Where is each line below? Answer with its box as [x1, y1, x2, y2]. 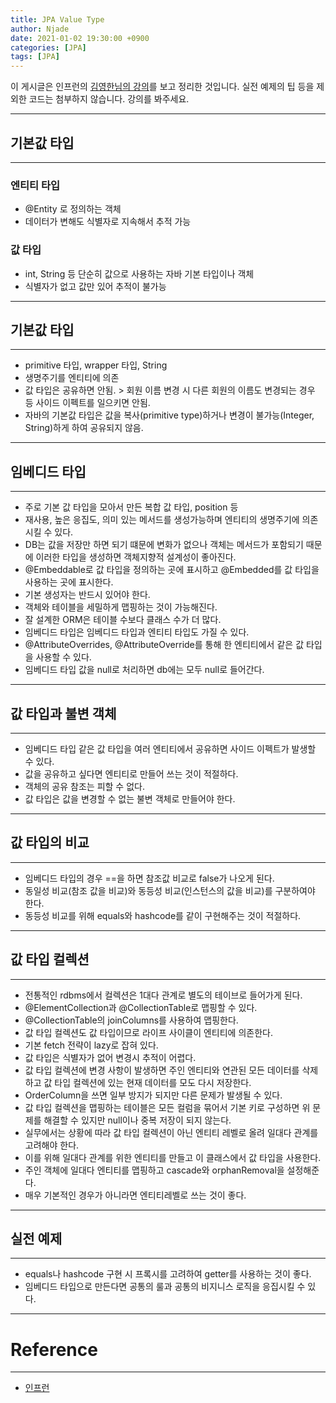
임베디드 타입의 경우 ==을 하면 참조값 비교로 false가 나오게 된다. [24, 872, 275, 884]
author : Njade [10, 24, 70, 34]
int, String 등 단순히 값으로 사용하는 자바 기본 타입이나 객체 [24, 267, 255, 280]
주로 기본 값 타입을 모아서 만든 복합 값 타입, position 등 [24, 501, 239, 513]
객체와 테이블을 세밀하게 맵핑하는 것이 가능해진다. [24, 601, 218, 613]
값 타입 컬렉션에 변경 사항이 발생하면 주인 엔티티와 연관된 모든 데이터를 [24, 1064, 300, 1076]
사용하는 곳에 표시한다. [24, 576, 114, 588]
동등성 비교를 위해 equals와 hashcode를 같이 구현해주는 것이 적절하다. [24, 909, 302, 921]
